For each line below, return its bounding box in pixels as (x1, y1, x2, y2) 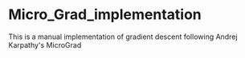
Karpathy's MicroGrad (8, 40, 82, 49)
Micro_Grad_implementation (8, 6, 202, 24)
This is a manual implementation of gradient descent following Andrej (8, 32, 239, 41)
